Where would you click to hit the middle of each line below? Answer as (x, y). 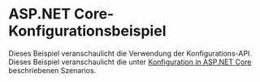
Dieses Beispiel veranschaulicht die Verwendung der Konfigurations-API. (130, 53)
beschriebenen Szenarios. (52, 70)
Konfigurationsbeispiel (87, 31)
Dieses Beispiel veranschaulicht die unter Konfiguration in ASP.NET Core (130, 62)
